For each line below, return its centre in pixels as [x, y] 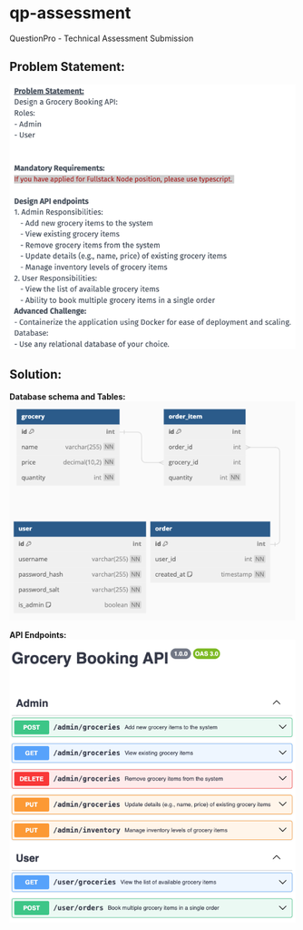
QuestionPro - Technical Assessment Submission [102, 38]
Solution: [35, 374]
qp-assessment [70, 13]
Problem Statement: [67, 67]
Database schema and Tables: [68, 396]
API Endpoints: [38, 634]
